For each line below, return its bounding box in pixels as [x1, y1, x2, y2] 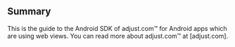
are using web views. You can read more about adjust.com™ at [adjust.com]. [7, 32, 229, 40]
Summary [7, 6, 51, 18]
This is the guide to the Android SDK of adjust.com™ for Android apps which [7, 24, 227, 32]
